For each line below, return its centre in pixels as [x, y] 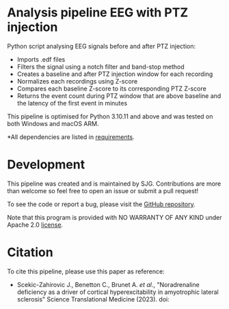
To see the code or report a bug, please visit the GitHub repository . [102, 204]
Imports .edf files [41, 59]
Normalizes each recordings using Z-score [77, 81]
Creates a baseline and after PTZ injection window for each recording [115, 74]
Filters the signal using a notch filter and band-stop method [100, 66]
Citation [30, 252]
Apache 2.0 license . [35, 225]
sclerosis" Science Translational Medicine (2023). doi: [93, 299]
